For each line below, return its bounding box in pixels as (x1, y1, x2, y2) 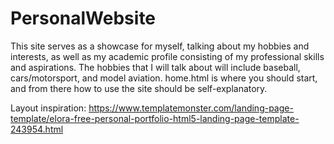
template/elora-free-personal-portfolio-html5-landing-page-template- (10, 112, 300, 124)
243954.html (10, 123, 64, 135)
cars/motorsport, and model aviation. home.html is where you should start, (10, 72, 318, 84)
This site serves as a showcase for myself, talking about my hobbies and (10, 40, 310, 52)
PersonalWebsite (10, 7, 157, 30)
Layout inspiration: (10, 102, 87, 114)
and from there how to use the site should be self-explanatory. (10, 82, 268, 94)
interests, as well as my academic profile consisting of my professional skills (10, 50, 325, 62)
